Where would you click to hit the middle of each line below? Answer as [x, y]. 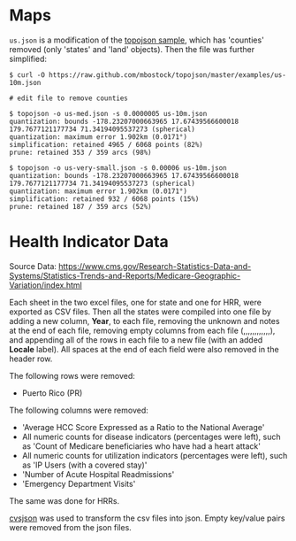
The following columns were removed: [79, 410]
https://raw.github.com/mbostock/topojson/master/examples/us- [167, 75]
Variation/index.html [46, 285]
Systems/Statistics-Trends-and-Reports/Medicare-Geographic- [125, 275]
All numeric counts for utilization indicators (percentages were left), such [155, 455]
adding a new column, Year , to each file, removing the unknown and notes [144, 321]
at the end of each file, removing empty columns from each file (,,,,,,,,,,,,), [142, 330]
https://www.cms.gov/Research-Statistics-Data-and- [155, 266]
